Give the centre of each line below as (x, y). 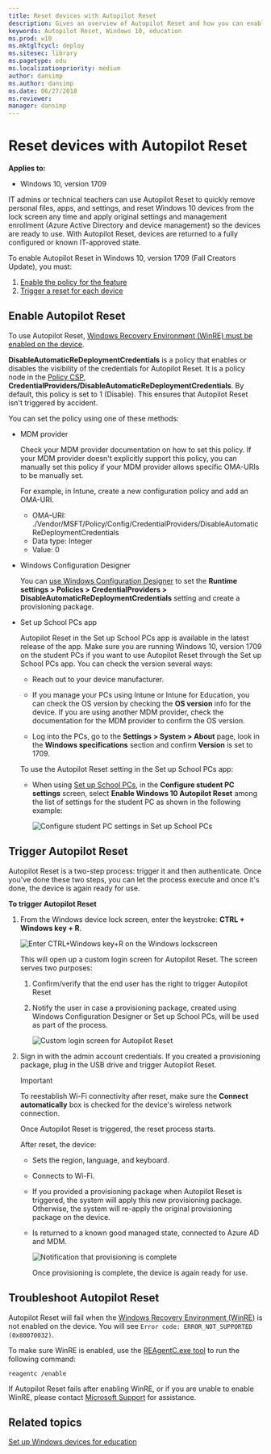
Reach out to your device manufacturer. (98, 679)
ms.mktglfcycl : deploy (46, 46)
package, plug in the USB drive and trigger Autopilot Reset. (118, 1064)
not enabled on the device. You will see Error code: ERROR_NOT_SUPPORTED (130, 1326)
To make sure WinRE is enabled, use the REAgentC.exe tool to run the (124, 1350)
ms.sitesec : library (43, 53)
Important (36, 1080)
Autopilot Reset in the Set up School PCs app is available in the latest (134, 638)
